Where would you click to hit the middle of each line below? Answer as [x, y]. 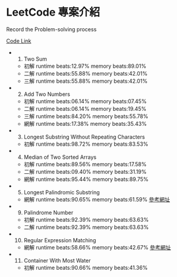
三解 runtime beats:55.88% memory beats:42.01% [86, 81]
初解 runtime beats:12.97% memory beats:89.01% [85, 66]
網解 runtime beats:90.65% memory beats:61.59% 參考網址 [97, 199]
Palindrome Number [48, 212]
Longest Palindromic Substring [62, 192]
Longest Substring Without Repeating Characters [84, 137]
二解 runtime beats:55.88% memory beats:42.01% [86, 73]
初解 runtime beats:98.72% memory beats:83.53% [86, 144]
